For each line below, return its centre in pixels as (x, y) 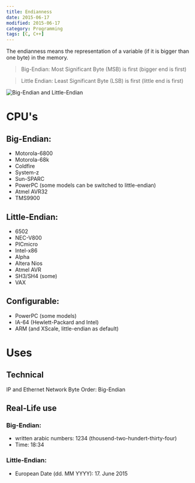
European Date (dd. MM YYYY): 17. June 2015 (71, 473)
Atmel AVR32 (31, 192)
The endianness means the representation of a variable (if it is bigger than (98, 51)
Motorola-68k (32, 160)
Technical (25, 375)
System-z (27, 172)
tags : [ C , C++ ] (25, 34)
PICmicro (26, 244)
